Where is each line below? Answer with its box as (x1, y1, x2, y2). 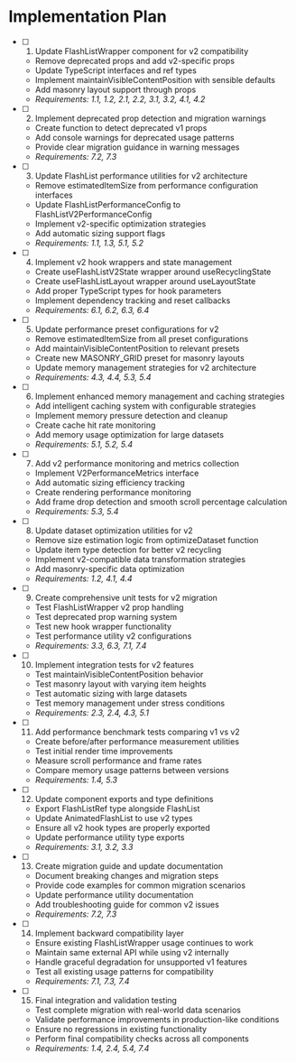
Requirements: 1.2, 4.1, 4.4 (34, 573, 133, 584)
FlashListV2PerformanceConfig (34, 208, 153, 219)
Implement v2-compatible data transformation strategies (34, 553, 245, 565)
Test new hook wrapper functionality (34, 621, 172, 632)
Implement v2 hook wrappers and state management (34, 256, 232, 267)
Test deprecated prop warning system (34, 611, 178, 622)
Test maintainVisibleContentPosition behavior (34, 669, 204, 679)
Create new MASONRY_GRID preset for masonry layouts (34, 352, 245, 363)
